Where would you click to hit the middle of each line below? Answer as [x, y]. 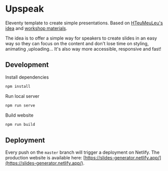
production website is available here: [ [45, 158]
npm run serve [20, 105]
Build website [20, 115]
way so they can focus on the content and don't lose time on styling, [77, 43]
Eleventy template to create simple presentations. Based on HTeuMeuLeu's [84, 23]
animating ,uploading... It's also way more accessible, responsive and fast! [83, 49]
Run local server [22, 96]
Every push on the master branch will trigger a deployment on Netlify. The [82, 152]
